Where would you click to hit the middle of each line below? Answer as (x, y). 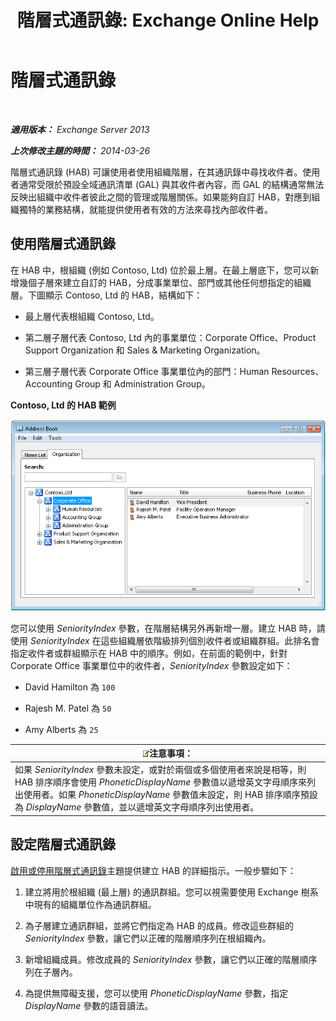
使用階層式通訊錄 (63, 244)
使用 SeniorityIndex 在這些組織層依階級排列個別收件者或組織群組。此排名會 (165, 640)
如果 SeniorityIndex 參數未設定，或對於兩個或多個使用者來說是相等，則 (160, 770)
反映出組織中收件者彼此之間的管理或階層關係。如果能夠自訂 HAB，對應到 (161, 197)
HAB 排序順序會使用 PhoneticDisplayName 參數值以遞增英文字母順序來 (161, 782)
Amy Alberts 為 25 (61, 729)
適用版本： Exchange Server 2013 (80, 129)
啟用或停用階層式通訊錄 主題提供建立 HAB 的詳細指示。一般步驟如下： (153, 870)
